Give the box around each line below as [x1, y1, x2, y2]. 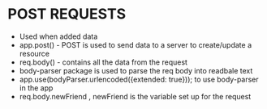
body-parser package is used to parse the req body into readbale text [19, 65, 253, 75]
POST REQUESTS [7, 5, 127, 23]
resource [19, 48, 50, 58]
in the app [19, 82, 54, 93]
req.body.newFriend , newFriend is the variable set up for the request [19, 91, 252, 101]
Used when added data [19, 31, 98, 41]
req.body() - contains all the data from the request [19, 57, 188, 67]
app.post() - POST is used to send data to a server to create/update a [19, 40, 252, 49]
